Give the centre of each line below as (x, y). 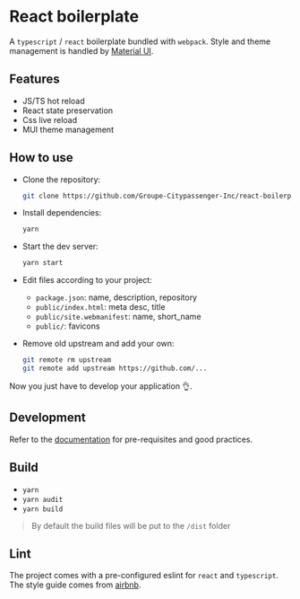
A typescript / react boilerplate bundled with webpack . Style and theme (140, 41)
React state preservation (68, 110)
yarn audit (43, 499)
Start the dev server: (60, 247)
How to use (41, 158)
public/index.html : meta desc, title (100, 307)
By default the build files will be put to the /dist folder (131, 525)
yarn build (43, 509)
